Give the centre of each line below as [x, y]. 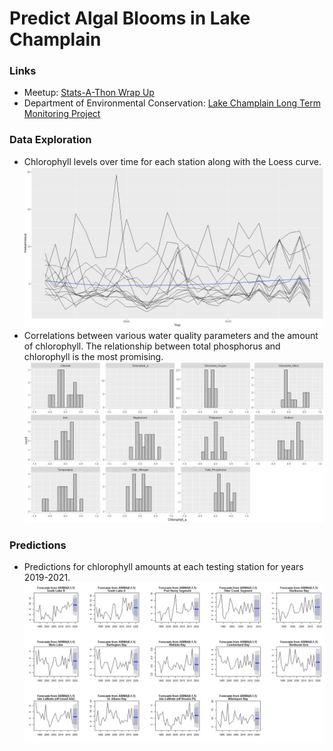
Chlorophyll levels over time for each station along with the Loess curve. [172, 161]
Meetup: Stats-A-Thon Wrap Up [89, 93]
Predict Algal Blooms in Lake [130, 18]
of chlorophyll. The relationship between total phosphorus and [152, 346]
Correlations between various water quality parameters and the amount [171, 335]
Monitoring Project [62, 114]
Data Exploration [50, 140]
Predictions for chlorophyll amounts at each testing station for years [163, 566]
